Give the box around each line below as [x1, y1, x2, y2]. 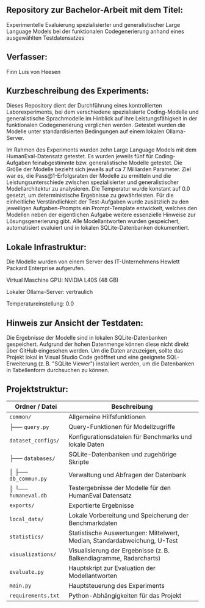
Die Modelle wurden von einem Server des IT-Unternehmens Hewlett [6, 258, 180, 265]
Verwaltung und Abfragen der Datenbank [68, 471, 187, 479]
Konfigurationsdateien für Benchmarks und [68, 432, 192, 441]
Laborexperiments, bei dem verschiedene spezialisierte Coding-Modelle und [6, 108, 199, 115]
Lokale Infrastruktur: [6, 241, 87, 252]
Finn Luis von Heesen [6, 68, 61, 75]
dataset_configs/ [9, 437, 60, 444]
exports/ [9, 502, 35, 509]
